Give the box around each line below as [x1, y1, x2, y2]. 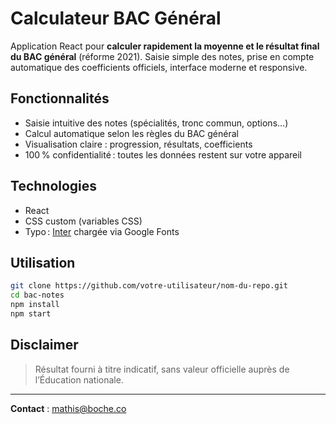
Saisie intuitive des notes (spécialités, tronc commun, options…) [24, 117, 289, 129]
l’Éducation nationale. [34, 373, 124, 386]
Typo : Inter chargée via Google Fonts [24, 225, 180, 237]
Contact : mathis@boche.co [10, 402, 127, 414]
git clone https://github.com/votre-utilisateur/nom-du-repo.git [10, 281, 288, 291]
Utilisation [10, 254, 76, 271]
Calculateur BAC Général [10, 7, 222, 30]
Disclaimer [10, 337, 79, 354]
